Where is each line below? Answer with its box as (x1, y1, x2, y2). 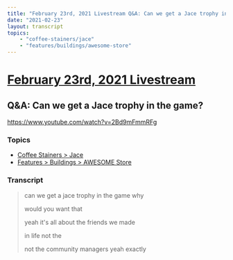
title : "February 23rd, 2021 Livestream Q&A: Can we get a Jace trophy (7, 10, 218, 17)
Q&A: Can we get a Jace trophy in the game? (7, 100, 203, 111)
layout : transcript (7, 23, 64, 30)
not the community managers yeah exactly (24, 245, 147, 253)
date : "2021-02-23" (7, 17, 64, 24)
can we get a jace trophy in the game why (24, 191, 144, 199)
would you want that (24, 205, 83, 213)
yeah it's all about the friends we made (24, 218, 135, 226)
